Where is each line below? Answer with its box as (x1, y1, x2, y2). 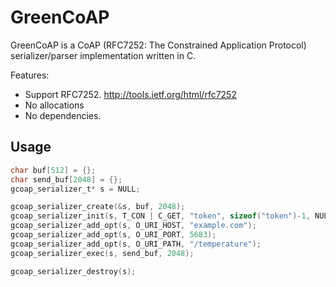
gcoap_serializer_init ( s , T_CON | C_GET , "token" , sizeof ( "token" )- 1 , (10, 211, 311, 221)
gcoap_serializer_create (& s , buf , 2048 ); (10, 202, 186, 212)
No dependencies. (24, 109, 102, 121)
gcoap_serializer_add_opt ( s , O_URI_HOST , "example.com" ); (10, 221, 257, 231)
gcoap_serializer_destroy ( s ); (10, 266, 137, 276)
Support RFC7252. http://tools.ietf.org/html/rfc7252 (24, 88, 237, 100)
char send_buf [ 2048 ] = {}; (10, 174, 123, 185)
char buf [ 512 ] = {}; (10, 165, 97, 175)
